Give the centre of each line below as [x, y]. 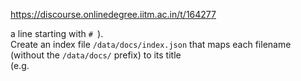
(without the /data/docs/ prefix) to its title [96, 55]
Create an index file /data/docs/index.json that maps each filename [151, 44]
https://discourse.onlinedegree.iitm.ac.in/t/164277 [113, 14]
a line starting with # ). [57, 33]
